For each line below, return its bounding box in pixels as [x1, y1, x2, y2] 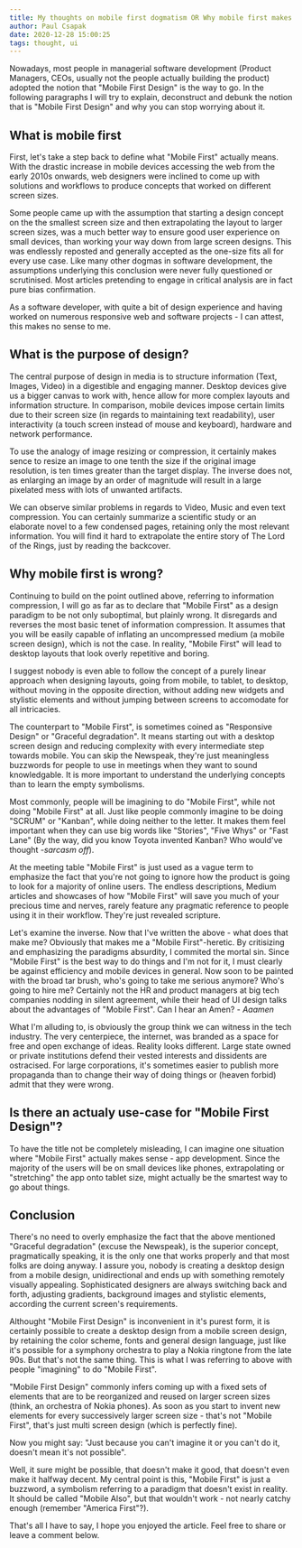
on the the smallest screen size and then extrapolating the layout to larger [9, 218, 283, 228]
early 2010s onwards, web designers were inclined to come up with [9, 171, 261, 181]
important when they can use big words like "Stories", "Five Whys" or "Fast [9, 825, 288, 836]
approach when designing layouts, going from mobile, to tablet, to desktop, [9, 674, 288, 686]
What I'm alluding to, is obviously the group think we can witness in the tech [9, 1021, 292, 1032]
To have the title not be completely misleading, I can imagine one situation [9, 1143, 285, 1154]
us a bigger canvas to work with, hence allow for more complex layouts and [9, 390, 290, 401]
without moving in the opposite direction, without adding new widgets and [9, 684, 285, 695]
